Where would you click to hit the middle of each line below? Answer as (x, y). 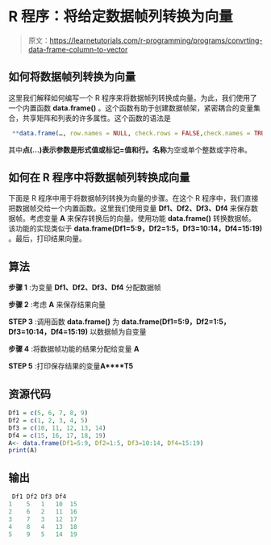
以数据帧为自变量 (118, 332)
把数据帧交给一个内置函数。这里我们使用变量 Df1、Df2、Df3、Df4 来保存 (130, 208)
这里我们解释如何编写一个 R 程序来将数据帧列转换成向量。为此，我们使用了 (133, 98)
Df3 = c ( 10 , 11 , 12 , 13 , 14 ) (57, 428)
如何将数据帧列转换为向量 (72, 77)
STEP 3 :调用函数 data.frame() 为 (64, 322)
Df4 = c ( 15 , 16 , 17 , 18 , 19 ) (57, 435)
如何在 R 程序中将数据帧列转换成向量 (99, 178)
